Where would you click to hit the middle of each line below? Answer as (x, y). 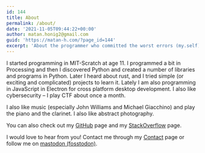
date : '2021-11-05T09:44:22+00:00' (52, 29)
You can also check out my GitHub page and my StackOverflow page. (94, 125)
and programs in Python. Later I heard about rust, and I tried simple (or (95, 76)
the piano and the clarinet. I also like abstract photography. (80, 114)
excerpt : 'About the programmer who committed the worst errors (90, 46)
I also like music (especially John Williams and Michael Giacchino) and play (101, 107)
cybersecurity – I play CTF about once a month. (66, 95)
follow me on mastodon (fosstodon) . (52, 143)
